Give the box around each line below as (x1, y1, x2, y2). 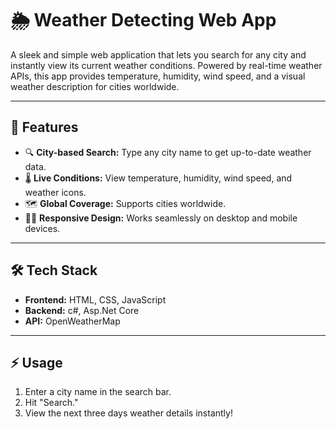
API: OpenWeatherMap (24, 315, 121, 327)
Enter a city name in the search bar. (24, 386, 172, 398)
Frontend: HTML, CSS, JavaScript (24, 293, 167, 306)
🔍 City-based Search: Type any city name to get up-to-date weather (24, 146, 312, 158)
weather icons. (24, 186, 87, 198)
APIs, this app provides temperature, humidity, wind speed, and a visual (10, 70, 306, 82)
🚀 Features (10, 119, 79, 136)
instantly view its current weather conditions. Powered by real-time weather (10, 59, 323, 71)
